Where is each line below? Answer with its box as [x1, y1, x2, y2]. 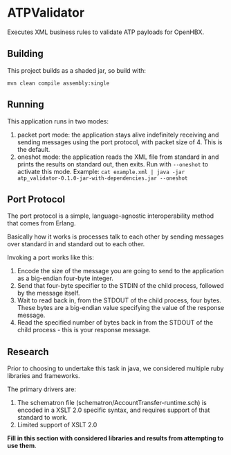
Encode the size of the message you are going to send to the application [17, 267, 224, 275]
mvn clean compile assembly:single [7, 80, 110, 87]
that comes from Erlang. [7, 219, 76, 227]
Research [7, 345, 50, 358]
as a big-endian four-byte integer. [17, 274, 114, 282]
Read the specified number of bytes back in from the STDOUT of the [17, 318, 213, 327]
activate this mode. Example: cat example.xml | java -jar [17, 167, 185, 175]
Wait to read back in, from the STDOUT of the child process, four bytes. [17, 296, 221, 304]
